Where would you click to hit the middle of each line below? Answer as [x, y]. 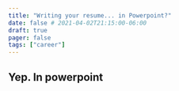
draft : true [28, 30]
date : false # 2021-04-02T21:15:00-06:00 [78, 23]
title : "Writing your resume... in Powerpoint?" [90, 15]
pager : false [30, 38]
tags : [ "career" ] [37, 45]
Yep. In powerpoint [56, 77]
